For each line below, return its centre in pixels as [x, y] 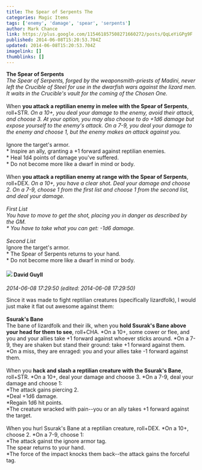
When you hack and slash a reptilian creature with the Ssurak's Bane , [94, 370]
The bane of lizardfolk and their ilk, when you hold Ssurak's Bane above [96, 325]
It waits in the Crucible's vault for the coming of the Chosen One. [87, 93]
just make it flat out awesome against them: [60, 306]
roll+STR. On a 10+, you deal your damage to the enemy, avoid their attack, [100, 112]
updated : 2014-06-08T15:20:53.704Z [51, 46]
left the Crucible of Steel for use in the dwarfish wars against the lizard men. [101, 87]
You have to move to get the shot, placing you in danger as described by [97, 215]
